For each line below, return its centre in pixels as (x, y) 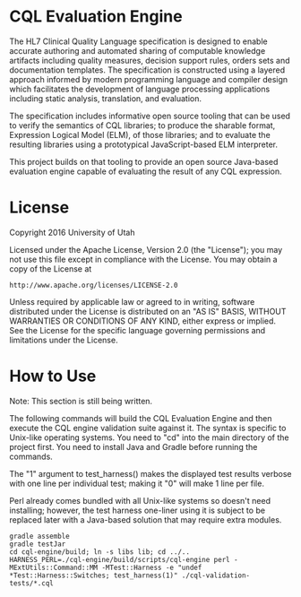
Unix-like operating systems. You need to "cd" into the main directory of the (149, 437)
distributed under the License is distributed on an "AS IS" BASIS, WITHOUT (148, 311)
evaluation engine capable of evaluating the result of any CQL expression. (146, 171)
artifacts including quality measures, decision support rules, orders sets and (150, 60)
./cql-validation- (216, 575)
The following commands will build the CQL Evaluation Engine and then (141, 418)
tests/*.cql (31, 583)
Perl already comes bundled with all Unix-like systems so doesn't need (140, 500)
